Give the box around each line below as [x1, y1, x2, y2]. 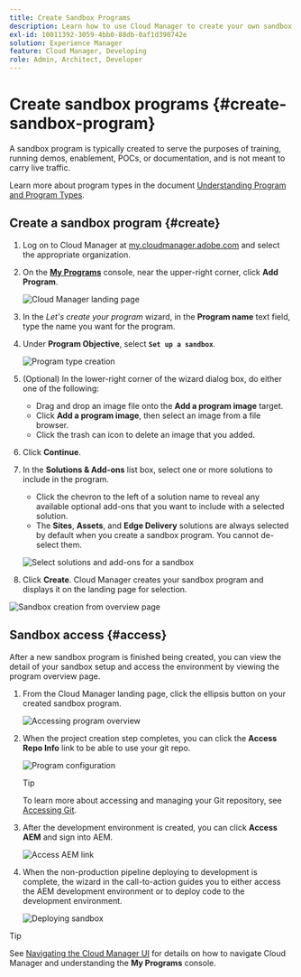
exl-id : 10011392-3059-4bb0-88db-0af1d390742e [9, 30, 187, 39]
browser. [35, 419, 69, 430]
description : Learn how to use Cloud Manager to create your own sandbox [9, 22, 293, 31]
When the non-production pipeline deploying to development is [22, 866, 259, 877]
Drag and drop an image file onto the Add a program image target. [35, 400, 284, 411]
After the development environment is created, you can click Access [22, 822, 278, 833]
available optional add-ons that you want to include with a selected [35, 500, 285, 511]
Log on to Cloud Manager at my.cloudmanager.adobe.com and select [22, 239, 280, 250]
